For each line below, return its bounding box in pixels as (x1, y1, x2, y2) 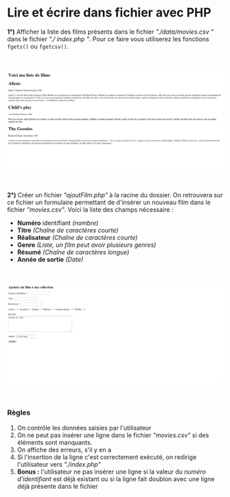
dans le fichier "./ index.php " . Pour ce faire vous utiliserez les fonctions (7, 34, 209, 43)
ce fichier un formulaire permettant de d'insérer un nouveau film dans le (7, 198, 211, 206)
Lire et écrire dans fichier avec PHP (7, 5, 211, 21)
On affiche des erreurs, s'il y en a (16, 445, 112, 454)
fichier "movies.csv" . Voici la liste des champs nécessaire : (7, 205, 174, 214)
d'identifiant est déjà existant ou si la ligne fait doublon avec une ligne (16, 474, 215, 483)
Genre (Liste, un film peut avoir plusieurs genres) (16, 241, 157, 249)
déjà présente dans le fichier (16, 482, 98, 490)
